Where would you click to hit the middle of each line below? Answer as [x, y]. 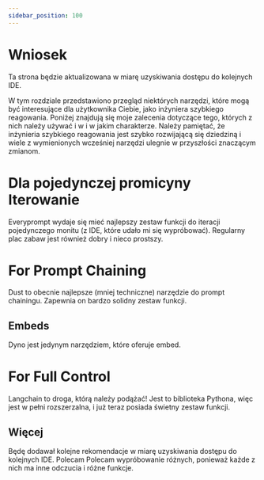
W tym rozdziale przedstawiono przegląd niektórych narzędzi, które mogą [129, 101]
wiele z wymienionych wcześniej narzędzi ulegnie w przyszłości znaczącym [132, 143]
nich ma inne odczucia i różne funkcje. [71, 468]
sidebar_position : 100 [45, 15]
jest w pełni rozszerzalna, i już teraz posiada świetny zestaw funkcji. [119, 407]
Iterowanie [44, 200]
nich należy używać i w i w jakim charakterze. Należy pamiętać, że [117, 126]
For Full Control [59, 377]
